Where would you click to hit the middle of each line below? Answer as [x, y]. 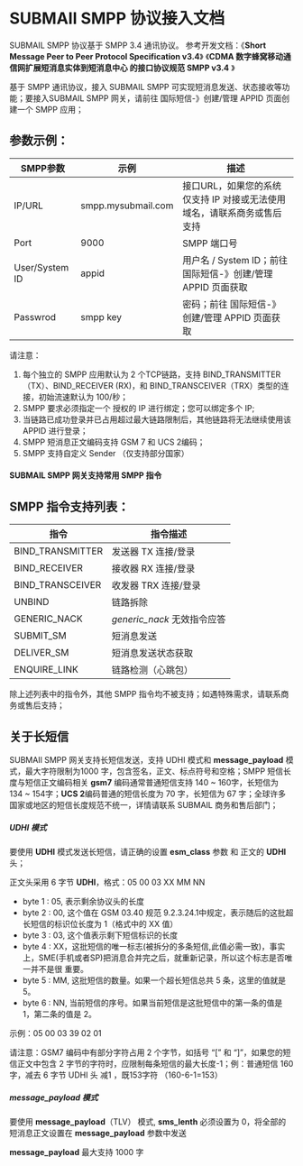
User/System [41, 267]
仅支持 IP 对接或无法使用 [234, 199]
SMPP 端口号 [210, 243]
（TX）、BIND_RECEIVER [68, 385]
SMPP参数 [43, 168]
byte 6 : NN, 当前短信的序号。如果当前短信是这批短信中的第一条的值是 [152, 1003]
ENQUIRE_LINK [46, 670]
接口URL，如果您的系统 [232, 186]
